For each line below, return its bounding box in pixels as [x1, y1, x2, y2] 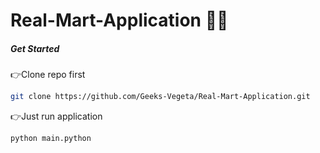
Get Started [10, 42, 60, 54]
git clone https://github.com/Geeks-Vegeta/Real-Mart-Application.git [10, 92, 311, 102]
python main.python [10, 134, 92, 144]
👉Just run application [10, 110, 103, 123]
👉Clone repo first [10, 69, 86, 81]
